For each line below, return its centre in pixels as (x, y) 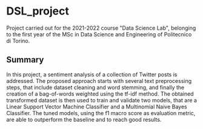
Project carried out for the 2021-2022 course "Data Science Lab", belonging (101, 28)
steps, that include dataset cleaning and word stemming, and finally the (95, 87)
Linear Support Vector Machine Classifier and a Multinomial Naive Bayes (97, 107)
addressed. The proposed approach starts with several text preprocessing (99, 81)
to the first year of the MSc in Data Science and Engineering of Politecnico (99, 34)
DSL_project (38, 11)
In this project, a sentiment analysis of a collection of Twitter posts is (92, 74)
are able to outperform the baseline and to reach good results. (84, 119)
